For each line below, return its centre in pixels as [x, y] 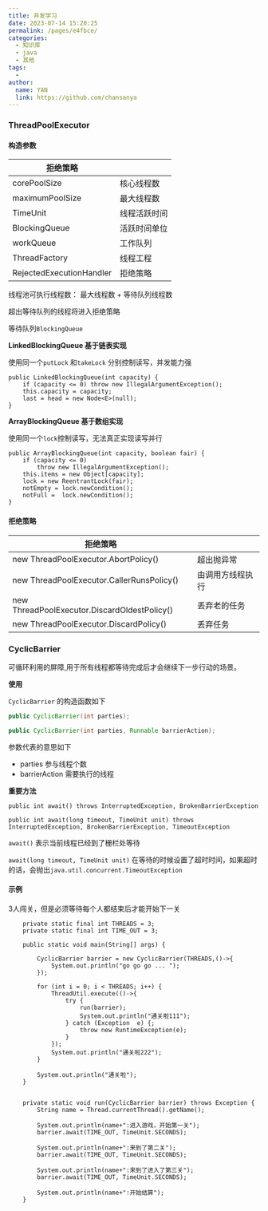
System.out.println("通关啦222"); [106, 1052]
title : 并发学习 [33, 16]
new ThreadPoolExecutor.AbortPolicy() [86, 559]
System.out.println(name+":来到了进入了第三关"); [115, 1170]
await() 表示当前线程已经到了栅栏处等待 [75, 842]
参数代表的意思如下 [40, 746]
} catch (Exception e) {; [110, 1023]
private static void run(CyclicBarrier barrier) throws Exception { [139, 1102]
